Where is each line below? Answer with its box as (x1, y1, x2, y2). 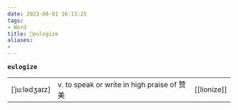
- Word (7, 23, 27, 31)
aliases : (7, 37, 33, 44)
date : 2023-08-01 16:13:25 (7, 10, 87, 18)
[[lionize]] (194, 84, 227, 94)
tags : (7, 17, 23, 24)
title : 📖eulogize (7, 30, 59, 38)
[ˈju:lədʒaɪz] (11, 84, 51, 94)
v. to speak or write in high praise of (57, 79, 177, 89)
